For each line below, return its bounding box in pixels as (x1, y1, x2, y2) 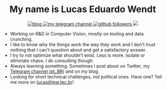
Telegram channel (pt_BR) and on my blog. (10, 68, 99, 74)
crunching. (10, 36, 33, 42)
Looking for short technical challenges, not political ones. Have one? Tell (10, 73, 162, 79)
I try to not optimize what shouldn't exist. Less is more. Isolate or (10, 52, 146, 58)
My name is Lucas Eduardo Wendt (9, 4, 156, 15)
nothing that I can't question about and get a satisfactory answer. (10, 47, 147, 53)
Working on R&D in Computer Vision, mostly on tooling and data (10, 30, 144, 36)
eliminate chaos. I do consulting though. (10, 57, 94, 64)
